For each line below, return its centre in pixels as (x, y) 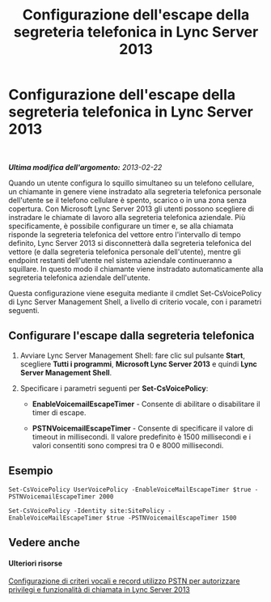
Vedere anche (44, 543)
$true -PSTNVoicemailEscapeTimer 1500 (171, 518)
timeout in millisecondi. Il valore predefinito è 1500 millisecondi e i (142, 437)
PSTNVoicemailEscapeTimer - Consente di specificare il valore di (142, 428)
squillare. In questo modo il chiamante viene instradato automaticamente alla (136, 269)
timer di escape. (59, 412)
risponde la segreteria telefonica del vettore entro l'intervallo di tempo (125, 234)
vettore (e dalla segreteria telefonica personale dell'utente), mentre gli (125, 252)
